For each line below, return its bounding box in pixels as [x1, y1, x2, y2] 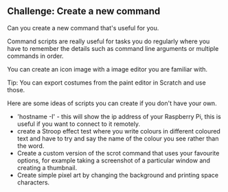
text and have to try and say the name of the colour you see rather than [16, 134, 219, 142]
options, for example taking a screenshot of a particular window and [16, 156, 211, 164]
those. [7, 85, 25, 94]
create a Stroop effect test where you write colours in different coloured [16, 127, 221, 135]
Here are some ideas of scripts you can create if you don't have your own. [7, 99, 218, 107]
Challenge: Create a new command [7, 6, 161, 17]
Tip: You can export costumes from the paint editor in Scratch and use [7, 78, 206, 87]
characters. [16, 178, 50, 186]
